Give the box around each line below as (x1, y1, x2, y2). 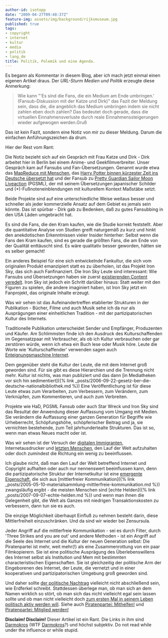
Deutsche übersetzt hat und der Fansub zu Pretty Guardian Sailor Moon (5, 175, 153, 181)
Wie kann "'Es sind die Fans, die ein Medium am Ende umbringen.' (17, 93, 154, 99)
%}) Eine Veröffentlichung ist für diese (72, 383, 151, 389)
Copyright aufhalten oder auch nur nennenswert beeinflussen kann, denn (5, 465, 157, 472)
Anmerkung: (5, 83, 31, 89)
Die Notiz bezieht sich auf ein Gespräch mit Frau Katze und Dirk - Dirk (5, 154, 150, 160)
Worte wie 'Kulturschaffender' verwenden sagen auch (5, 347, 117, 353)
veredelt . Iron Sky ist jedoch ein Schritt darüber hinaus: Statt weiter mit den (5, 279, 160, 285)
